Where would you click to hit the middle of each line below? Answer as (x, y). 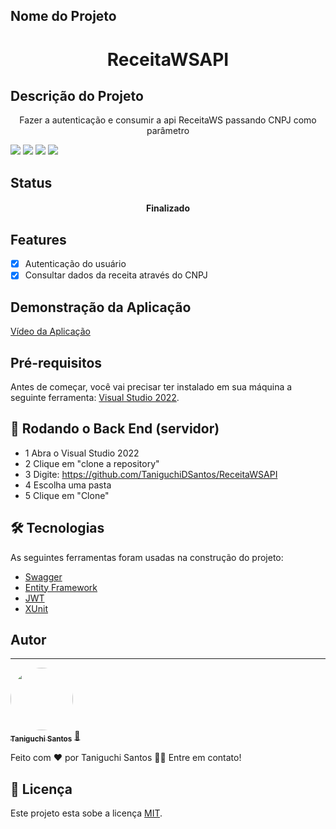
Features (38, 239)
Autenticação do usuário (75, 264)
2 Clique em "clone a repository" (92, 463)
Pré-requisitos (56, 362)
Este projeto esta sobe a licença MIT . (86, 813)
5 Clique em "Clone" (67, 495)
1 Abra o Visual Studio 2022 (82, 453)
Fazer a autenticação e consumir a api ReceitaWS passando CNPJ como (168, 120)
